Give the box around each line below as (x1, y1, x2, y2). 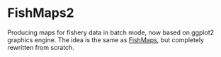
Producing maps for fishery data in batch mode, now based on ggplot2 (7, 28, 215, 37)
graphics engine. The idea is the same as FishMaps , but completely (7, 35, 204, 44)
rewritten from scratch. (7, 43, 74, 51)
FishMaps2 (7, 5, 74, 21)
